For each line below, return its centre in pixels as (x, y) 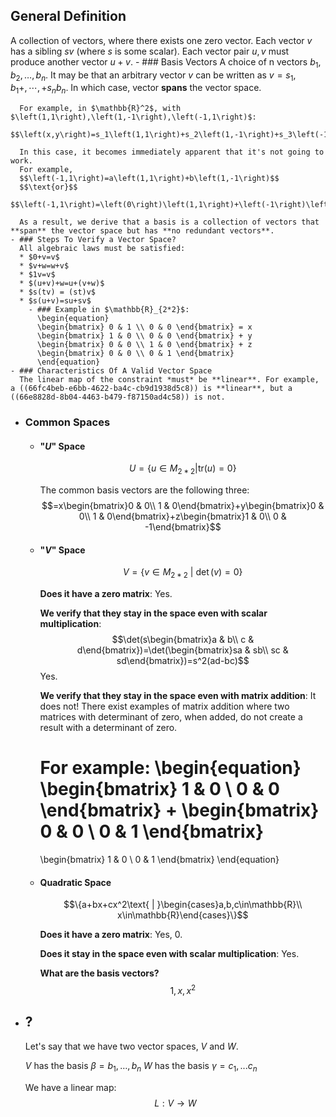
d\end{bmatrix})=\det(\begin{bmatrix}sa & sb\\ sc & (182, 650)
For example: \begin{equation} (170, 768)
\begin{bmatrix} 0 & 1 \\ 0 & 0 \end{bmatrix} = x (144, 327)
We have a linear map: (70, 1087)
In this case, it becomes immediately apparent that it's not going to (172, 152)
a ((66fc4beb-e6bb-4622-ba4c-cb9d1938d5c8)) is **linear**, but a (151, 389)
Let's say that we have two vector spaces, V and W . (131, 1046)
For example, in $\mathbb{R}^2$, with (100, 109)
